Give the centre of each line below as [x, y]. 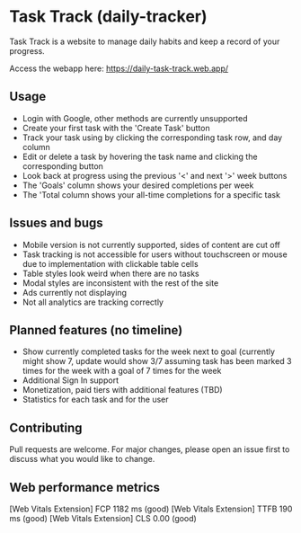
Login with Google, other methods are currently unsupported [135, 118]
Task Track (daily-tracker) [109, 17]
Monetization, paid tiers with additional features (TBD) [122, 390]
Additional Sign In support [71, 380]
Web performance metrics [84, 487]
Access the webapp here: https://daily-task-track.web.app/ [119, 68]
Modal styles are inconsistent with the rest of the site [120, 283]
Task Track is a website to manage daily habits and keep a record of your [145, 41]
